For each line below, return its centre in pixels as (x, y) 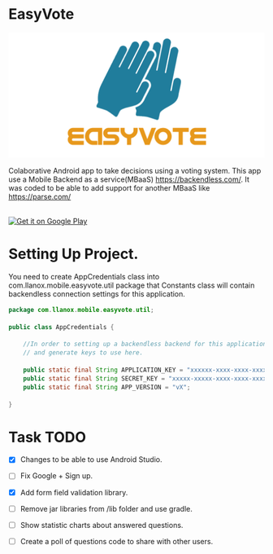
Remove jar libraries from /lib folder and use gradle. (106, 508)
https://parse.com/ (40, 197)
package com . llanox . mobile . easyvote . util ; (81, 310)
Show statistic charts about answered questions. (102, 525)
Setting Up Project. (74, 254)
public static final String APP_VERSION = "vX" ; (107, 387)
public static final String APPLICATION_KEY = (103, 370)
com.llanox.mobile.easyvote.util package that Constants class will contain (132, 285)
